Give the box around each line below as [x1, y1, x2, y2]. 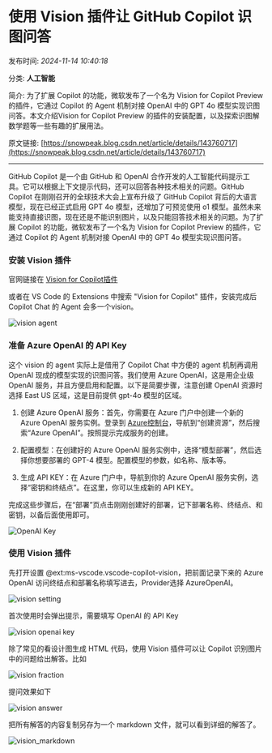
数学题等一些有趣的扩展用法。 [8, 121, 108, 130]
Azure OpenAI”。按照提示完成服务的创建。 [30, 427, 173, 438]
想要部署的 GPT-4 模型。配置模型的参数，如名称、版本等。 [34, 455, 231, 464]
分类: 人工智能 [8, 73, 55, 83]
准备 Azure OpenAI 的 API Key [8, 340, 127, 351]
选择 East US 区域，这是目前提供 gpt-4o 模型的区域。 [8, 390, 186, 400]
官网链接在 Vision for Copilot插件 [8, 275, 118, 285]
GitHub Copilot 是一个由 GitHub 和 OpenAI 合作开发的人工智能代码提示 [8, 171, 244, 181]
